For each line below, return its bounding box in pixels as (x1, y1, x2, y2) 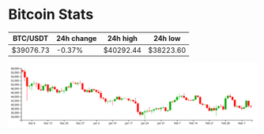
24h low (153, 34, 181, 43)
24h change (56, 34, 97, 43)
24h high (107, 34, 138, 43)
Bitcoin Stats (8, 6, 94, 24)
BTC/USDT (13, 34, 49, 43)
